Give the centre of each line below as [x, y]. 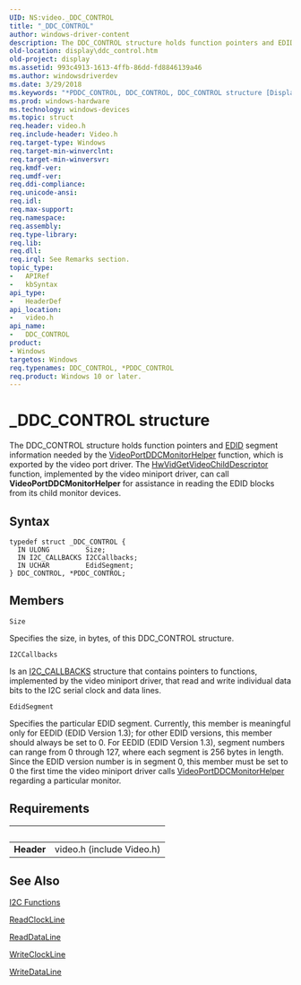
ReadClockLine [37, 920]
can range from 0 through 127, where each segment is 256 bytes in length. [146, 752]
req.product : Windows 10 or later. [76, 376]
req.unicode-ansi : [43, 193]
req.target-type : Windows [57, 143]
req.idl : [26, 201]
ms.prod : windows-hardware [60, 101]
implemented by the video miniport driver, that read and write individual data [150, 680]
